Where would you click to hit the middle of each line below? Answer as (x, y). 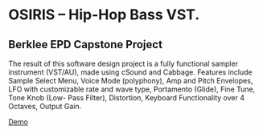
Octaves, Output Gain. (45, 106)
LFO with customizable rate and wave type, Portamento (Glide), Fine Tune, (132, 89)
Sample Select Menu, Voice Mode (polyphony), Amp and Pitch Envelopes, (131, 81)
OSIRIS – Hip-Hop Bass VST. (104, 15)
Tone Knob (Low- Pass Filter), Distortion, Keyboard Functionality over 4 (127, 97)
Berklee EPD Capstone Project (86, 45)
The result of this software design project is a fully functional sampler (123, 63)
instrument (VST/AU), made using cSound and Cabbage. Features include (130, 72)
